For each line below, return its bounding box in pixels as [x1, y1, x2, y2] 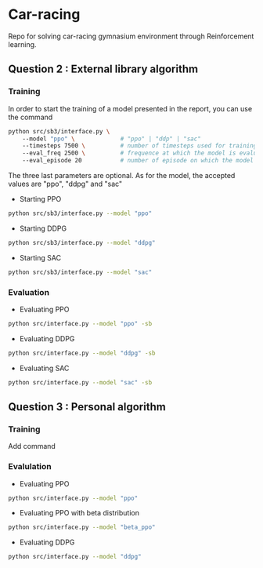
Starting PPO [19, 195, 62, 203]
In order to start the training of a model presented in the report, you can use [8, 104, 253, 113]
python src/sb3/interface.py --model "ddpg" [8, 238, 156, 246]
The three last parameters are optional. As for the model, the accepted [8, 171, 236, 180]
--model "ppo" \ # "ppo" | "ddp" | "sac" [22, 135, 201, 143]
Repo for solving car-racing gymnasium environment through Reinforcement [8, 31, 254, 41]
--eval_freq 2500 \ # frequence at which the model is [22, 149, 236, 158]
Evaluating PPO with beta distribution [19, 508, 139, 518]
